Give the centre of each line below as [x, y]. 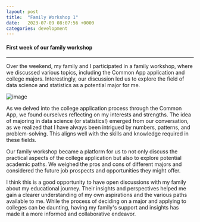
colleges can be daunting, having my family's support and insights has [93, 208]
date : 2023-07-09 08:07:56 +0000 [50, 23]
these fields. [21, 140]
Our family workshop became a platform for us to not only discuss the [92, 152]
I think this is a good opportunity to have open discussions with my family [96, 182]
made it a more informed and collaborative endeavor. [71, 214]
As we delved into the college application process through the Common [94, 109]
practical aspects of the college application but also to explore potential [94, 158]
